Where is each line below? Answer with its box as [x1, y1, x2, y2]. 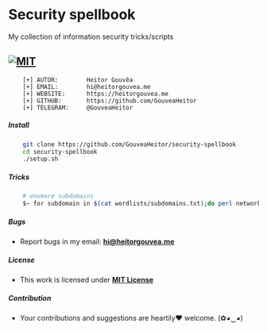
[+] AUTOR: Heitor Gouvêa [22, 75, 133, 84]
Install [8, 121, 29, 130]
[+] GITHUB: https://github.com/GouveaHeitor [22, 97, 197, 105]
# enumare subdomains [22, 192, 94, 200]
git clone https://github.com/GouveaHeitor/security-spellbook [22, 140, 237, 148]
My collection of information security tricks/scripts [8, 32, 174, 41]
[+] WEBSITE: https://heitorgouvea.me [22, 90, 169, 98]
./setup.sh [22, 155, 59, 164]
